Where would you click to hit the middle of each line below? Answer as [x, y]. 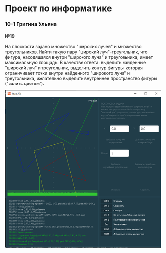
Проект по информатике [59, 9]
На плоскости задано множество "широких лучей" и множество [73, 47]
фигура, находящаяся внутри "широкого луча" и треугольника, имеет [79, 57]
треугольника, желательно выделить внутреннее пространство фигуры [81, 78]
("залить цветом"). [25, 84]
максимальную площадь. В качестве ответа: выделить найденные [76, 63]
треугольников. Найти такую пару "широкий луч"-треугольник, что [76, 52]
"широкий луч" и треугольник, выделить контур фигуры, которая [74, 68]
